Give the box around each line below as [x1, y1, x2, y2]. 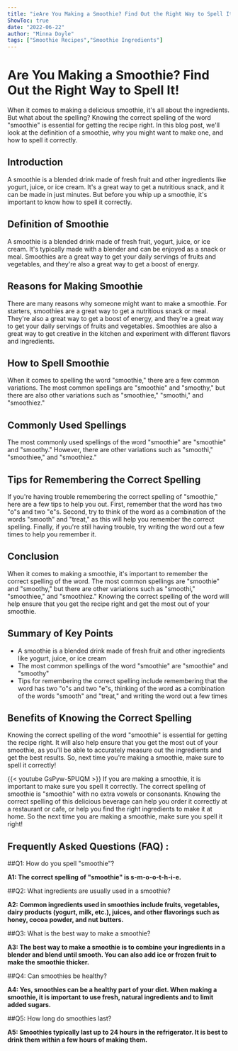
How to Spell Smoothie [7, 357, 110, 369]
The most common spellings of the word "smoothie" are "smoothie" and [17, 661, 229, 670]
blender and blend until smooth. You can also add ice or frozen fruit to [7, 950, 217, 959]
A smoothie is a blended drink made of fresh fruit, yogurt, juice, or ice [7, 237, 211, 245]
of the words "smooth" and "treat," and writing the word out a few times [17, 692, 228, 700]
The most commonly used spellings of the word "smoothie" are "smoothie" [7, 438, 227, 446]
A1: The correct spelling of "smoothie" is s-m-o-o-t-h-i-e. [7, 873, 182, 882]
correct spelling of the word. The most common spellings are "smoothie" [7, 577, 220, 585]
